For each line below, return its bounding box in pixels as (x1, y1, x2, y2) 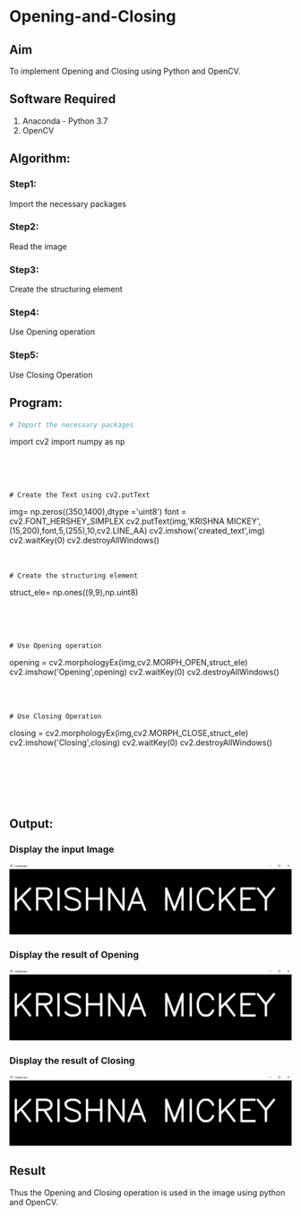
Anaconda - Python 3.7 (21, 115, 108, 126)
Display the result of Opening (9, 949, 140, 961)
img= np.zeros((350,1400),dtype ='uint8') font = (9, 507, 187, 517)
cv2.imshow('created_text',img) (149, 525, 266, 536)
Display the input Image (9, 843, 115, 856)
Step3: (9, 263, 39, 275)
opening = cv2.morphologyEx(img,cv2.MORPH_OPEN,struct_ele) (9, 657, 248, 668)
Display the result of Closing (9, 1054, 135, 1066)
